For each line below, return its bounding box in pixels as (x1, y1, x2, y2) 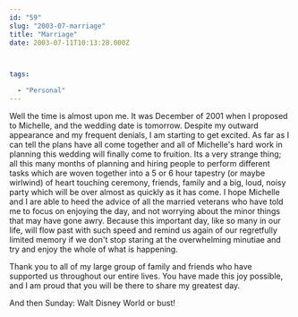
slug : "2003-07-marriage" (9, 21, 106, 30)
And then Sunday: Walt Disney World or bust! (9, 297, 176, 308)
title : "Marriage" (9, 30, 78, 39)
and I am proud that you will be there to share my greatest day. (9, 280, 241, 291)
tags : (9, 70, 30, 79)
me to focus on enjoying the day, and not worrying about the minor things (9, 206, 280, 216)
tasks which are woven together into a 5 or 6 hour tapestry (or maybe (9, 167, 266, 178)
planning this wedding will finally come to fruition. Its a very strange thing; (9, 149, 282, 159)
